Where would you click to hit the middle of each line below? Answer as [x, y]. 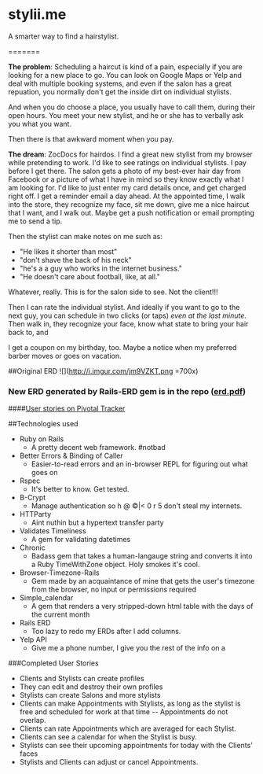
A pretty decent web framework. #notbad [99, 448]
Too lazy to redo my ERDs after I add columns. [106, 632]
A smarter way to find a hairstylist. [64, 36]
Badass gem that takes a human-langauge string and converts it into [142, 556]
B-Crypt [33, 498]
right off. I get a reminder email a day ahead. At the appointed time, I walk [127, 196]
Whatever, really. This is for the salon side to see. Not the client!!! [113, 292]
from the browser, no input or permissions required [113, 590]
